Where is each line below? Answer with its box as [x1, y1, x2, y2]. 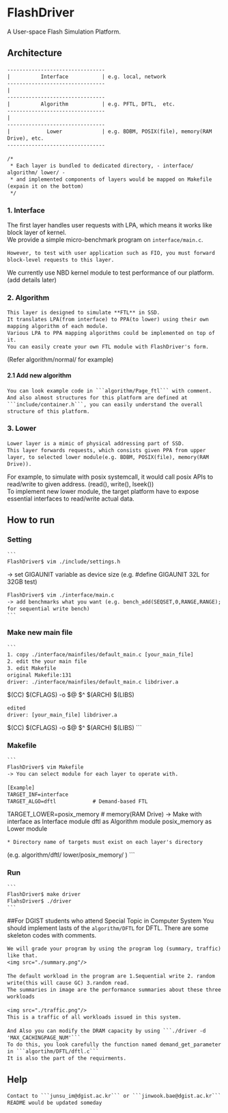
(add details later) [7, 276, 57, 284]
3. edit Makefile [7, 664, 57, 672]
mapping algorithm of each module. [7, 323, 109, 330]
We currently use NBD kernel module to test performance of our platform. [7, 268, 214, 277]
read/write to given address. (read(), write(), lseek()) [7, 479, 154, 488]
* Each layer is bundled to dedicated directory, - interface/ [10, 162, 194, 169]
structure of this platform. [7, 408, 90, 415]
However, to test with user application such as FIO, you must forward [7, 250, 215, 257]
